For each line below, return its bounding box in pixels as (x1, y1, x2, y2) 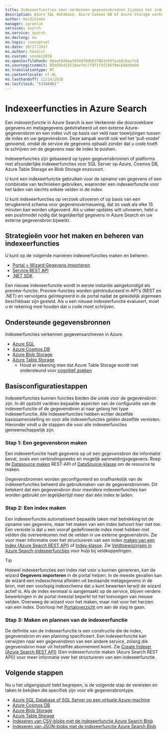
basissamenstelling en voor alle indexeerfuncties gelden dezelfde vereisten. (5, 417, 161, 422)
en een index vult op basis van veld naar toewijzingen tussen (35, 130, 161, 136)
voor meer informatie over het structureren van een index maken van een (5, 537, 155, 543)
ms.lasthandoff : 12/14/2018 (5, 77, 64, 82)
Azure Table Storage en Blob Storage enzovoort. (5, 166, 104, 172)
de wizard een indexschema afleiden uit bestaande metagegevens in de (5, 578, 153, 584)
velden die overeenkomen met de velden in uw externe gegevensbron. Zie (5, 532, 158, 538)
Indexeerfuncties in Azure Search (5, 103, 147, 114)
